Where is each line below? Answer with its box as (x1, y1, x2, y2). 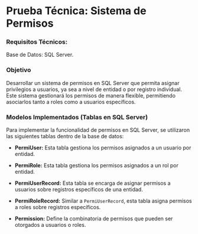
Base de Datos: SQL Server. (6, 51, 74, 58)
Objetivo (6, 66, 31, 74)
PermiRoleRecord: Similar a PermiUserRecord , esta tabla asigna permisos (14, 197, 192, 204)
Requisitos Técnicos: (6, 38, 68, 46)
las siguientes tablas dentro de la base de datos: (6, 133, 124, 140)
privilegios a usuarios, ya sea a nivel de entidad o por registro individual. (6, 86, 182, 93)
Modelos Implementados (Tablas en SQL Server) (6, 113, 148, 121)
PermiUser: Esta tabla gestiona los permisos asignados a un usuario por (14, 144, 191, 151)
